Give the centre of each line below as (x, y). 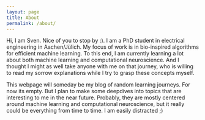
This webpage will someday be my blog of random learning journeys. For (99, 85)
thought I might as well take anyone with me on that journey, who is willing (100, 66)
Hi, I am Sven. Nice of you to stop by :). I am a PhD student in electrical (95, 41)
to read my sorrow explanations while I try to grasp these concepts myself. (100, 73)
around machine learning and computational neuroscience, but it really (95, 104)
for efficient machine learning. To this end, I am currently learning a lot (95, 54)
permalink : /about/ (31, 23)
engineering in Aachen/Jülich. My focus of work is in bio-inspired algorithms (102, 47)
